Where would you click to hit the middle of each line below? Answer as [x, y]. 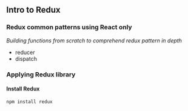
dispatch [26, 59]
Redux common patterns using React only [69, 27]
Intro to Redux [33, 10]
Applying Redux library [41, 74]
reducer [25, 52]
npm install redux [29, 102]
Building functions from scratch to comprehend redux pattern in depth [94, 40]
